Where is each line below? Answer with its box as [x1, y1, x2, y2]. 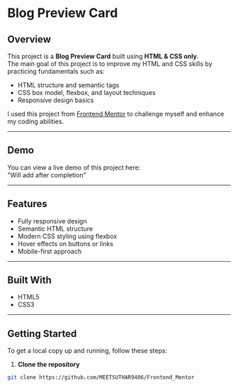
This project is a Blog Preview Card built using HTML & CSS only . [7, 52, 199, 60]
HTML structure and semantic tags [17, 81, 120, 89]
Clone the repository [17, 360, 80, 369]
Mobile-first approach [17, 247, 82, 255]
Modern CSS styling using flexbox [17, 232, 118, 240]
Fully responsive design [17, 216, 87, 225]
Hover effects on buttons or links [17, 239, 113, 248]
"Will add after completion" [7, 170, 86, 179]
